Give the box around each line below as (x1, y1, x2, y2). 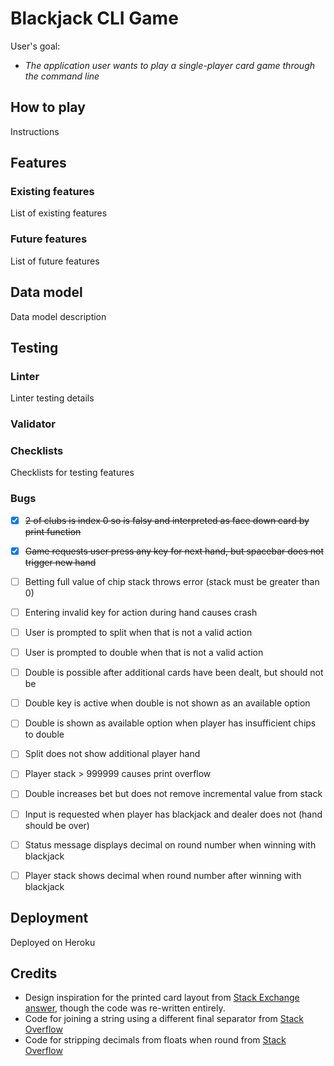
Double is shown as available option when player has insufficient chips (24, 717, 317, 729)
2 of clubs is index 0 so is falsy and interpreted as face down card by (24, 514, 310, 526)
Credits (10, 965, 58, 982)
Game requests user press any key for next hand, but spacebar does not (24, 545, 324, 557)
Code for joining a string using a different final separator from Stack (24, 1013, 304, 1025)
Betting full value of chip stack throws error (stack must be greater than (24, 575, 320, 587)
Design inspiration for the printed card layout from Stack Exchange (24, 992, 300, 1004)
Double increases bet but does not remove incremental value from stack (24, 788, 323, 800)
